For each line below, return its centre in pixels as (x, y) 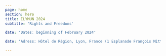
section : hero (20, 14)
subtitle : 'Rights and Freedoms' (40, 24)
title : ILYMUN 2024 (25, 19)
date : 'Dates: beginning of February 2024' (51, 33)
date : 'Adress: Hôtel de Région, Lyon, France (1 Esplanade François (78, 42)
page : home (16, 10)
